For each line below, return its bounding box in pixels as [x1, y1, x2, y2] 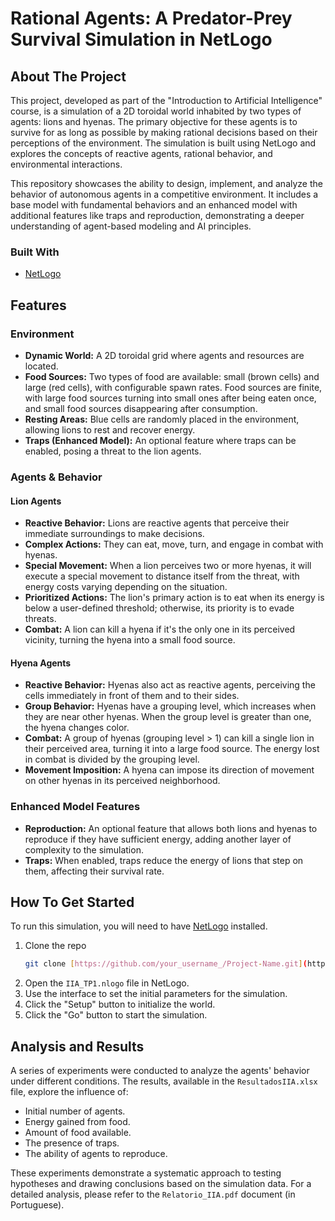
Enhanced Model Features [10, 800, 141, 814]
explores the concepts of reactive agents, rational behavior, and [10, 148, 273, 159]
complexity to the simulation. [24, 843, 144, 856]
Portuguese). [10, 1199, 65, 1211]
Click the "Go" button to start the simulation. [24, 1009, 208, 1021]
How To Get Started [10, 894, 135, 911]
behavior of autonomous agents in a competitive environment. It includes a [10, 188, 319, 200]
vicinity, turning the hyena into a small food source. [24, 634, 236, 646]
